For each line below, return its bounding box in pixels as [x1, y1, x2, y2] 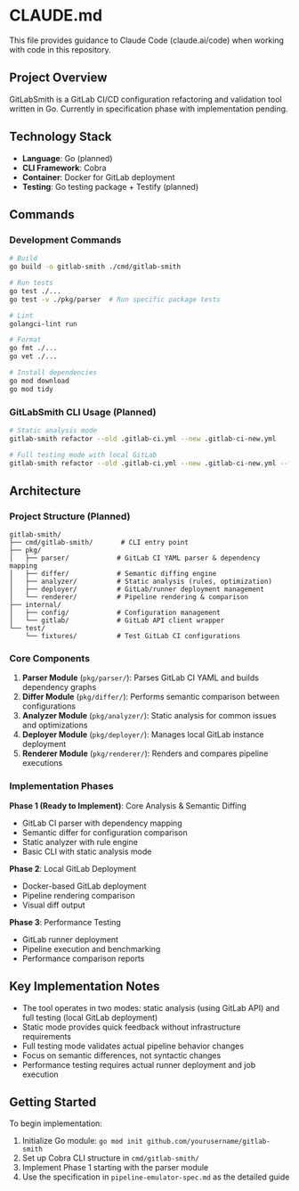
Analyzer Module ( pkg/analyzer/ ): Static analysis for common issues [21, 710, 277, 721]
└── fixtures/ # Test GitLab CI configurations [25, 632, 241, 641]
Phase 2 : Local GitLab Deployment [9, 863, 137, 874]
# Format [9, 335, 42, 344]
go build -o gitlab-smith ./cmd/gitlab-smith [9, 262, 181, 272]
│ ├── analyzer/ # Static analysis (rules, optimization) [9, 577, 273, 587]
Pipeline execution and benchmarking [21, 943, 161, 954]
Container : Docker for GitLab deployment [21, 171, 175, 183]
